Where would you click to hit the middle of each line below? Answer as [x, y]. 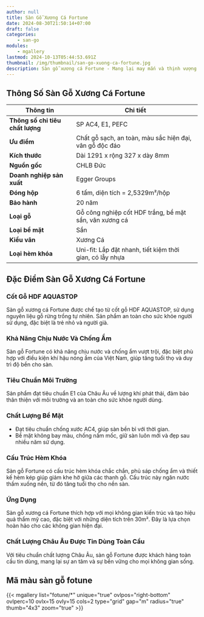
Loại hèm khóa [31, 254]
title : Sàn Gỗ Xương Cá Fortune [47, 18]
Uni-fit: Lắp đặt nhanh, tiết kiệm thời [127, 250]
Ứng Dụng [21, 500]
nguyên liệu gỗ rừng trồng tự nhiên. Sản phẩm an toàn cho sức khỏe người [99, 316]
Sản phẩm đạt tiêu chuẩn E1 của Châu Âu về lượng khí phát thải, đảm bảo [98, 394]
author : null [23, 12]
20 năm [87, 203]
